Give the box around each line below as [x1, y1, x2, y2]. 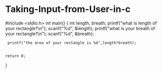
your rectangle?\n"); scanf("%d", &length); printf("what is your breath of [5, 25, 155, 31]
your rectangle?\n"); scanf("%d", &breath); [5, 30, 94, 36]
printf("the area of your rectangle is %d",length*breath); [7, 40, 137, 45]
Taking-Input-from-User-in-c [5, 3, 131, 15]
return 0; [5, 53, 26, 58]
